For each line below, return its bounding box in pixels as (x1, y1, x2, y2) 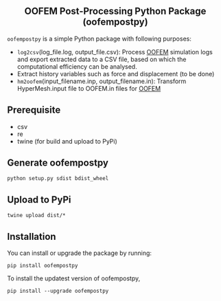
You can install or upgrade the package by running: (7, 249, 152, 257)
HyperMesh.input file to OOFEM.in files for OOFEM (16, 84, 161, 92)
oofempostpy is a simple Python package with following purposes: (7, 34, 192, 43)
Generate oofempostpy (7, 157, 108, 169)
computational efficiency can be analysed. (16, 62, 137, 71)
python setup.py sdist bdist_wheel (7, 175, 109, 182)
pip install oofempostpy (7, 263, 78, 269)
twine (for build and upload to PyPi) (16, 137, 118, 145)
